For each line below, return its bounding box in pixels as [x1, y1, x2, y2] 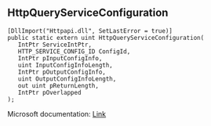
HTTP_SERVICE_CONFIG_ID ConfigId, [17, 47, 131, 56]
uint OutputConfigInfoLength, [17, 74, 117, 83]
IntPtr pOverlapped [17, 88, 82, 96]
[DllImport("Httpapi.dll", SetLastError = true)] [7, 27, 173, 34]
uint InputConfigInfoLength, [17, 61, 113, 69]
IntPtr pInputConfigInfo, [17, 54, 103, 62]
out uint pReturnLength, [17, 81, 100, 89]
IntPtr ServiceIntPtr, [17, 41, 92, 49]
